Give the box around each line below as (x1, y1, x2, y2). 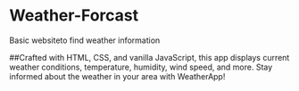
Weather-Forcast (9, 5, 139, 26)
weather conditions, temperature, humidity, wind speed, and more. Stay (9, 62, 273, 72)
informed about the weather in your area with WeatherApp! (9, 70, 226, 81)
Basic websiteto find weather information (9, 35, 161, 45)
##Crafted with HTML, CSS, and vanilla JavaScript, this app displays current (9, 52, 290, 62)
